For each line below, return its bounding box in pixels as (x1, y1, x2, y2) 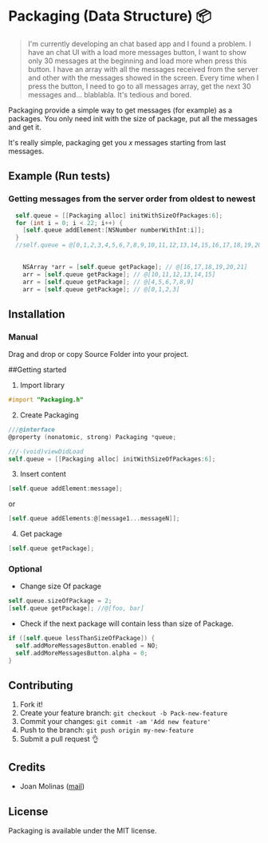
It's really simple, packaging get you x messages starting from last (8, 137, 227, 147)
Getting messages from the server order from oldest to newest (8, 193, 256, 204)
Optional (8, 563, 42, 574)
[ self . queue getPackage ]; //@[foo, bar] (8, 604, 145, 612)
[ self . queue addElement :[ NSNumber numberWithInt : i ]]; (22, 226, 205, 235)
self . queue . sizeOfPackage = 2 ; (8, 597, 112, 605)
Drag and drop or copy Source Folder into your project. (8, 350, 189, 359)
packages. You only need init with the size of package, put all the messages (8, 113, 258, 123)
